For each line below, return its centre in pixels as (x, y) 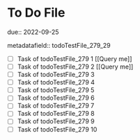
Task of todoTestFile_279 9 (56, 121)
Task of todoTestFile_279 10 (57, 129)
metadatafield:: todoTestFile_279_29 (59, 45)
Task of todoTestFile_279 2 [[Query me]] (75, 67)
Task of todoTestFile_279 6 (56, 98)
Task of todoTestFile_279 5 (56, 90)
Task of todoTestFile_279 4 (56, 82)
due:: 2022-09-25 (33, 32)
